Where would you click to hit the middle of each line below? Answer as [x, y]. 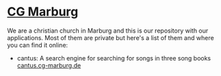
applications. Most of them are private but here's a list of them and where [110, 37]
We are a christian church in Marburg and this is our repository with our [108, 31]
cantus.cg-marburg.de [49, 65]
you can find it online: [38, 45]
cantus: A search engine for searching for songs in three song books [114, 58]
